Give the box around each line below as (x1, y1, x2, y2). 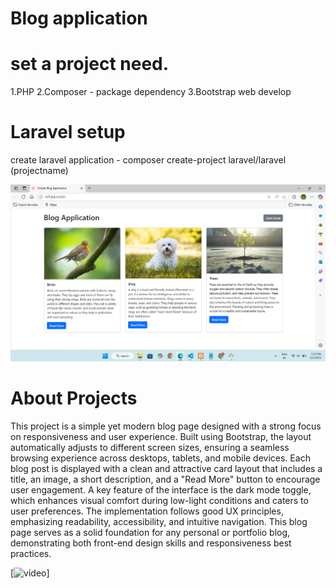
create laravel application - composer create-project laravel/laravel (10, 154, 287, 166)
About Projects (10, 387, 138, 410)
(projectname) (10, 165, 69, 177)
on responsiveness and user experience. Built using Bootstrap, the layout (10, 431, 312, 442)
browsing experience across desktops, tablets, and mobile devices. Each (10, 452, 311, 464)
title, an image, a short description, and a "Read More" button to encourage (10, 473, 321, 485)
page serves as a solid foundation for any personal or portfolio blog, (10, 527, 291, 538)
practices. (10, 548, 52, 559)
